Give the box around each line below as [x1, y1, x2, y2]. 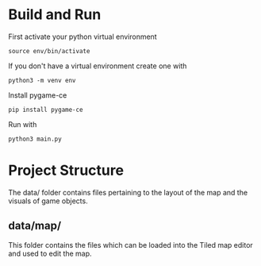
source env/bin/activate [8, 47, 90, 55]
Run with [8, 119, 37, 129]
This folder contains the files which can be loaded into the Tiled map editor [8, 240, 254, 249]
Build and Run [8, 6, 102, 24]
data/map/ [8, 219, 62, 233]
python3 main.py [8, 135, 62, 143]
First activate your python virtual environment [8, 32, 157, 41]
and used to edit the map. [8, 249, 93, 258]
